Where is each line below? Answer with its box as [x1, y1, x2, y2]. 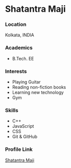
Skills [5, 107, 19, 113]
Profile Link [5, 146, 33, 153]
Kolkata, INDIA [5, 32, 34, 38]
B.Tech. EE [12, 56, 34, 61]
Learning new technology [12, 89, 64, 95]
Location [5, 21, 27, 28]
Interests [5, 68, 27, 75]
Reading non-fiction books [12, 84, 66, 90]
